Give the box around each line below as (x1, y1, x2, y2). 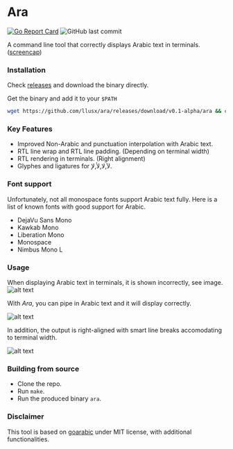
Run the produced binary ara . (17, 394, 102, 403)
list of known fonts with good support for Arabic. (7, 202, 146, 211)
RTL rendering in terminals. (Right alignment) (17, 155, 146, 163)
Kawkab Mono (17, 223, 59, 231)
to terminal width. (7, 333, 58, 342)
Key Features (7, 124, 53, 134)
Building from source (7, 364, 80, 373)
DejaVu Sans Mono (17, 215, 72, 224)
